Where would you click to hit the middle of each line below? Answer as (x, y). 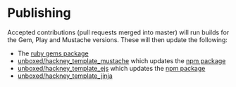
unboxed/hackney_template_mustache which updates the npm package (122, 60)
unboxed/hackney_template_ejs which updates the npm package (111, 68)
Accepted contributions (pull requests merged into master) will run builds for (118, 32)
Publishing (39, 13)
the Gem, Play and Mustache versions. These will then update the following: (117, 39)
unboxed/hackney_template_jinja (65, 76)
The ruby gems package (53, 53)
